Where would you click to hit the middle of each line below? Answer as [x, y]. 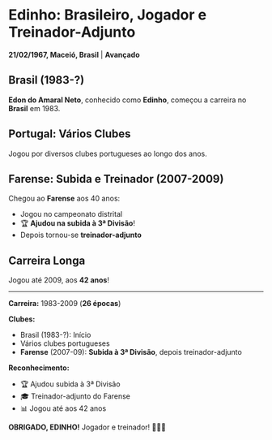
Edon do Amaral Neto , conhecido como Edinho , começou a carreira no [127, 100]
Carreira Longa [47, 260]
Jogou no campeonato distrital [71, 214]
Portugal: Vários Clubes [70, 134]
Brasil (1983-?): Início [55, 335]
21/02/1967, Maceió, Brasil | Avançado [74, 54]
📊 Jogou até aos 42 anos [63, 408]
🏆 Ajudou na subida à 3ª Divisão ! [78, 223]
